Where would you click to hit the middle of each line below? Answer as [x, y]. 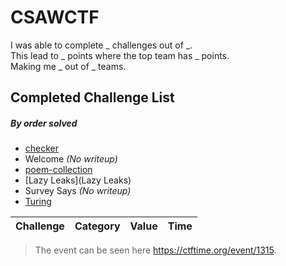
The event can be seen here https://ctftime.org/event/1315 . [155, 250]
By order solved [44, 123]
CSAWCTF [55, 17]
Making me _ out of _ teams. [68, 66]
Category [97, 226]
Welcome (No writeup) [71, 159]
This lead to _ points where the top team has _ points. [120, 55]
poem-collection [58, 170]
